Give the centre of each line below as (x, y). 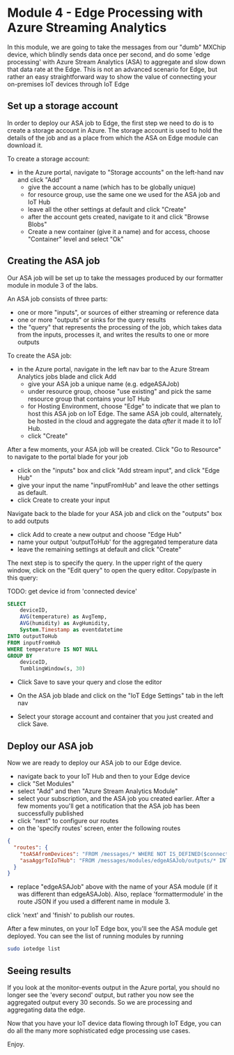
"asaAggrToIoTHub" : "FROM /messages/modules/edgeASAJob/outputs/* (118, 860)
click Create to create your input (63, 500)
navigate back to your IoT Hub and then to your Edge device (103, 776)
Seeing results (39, 971)
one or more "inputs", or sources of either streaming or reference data (118, 312)
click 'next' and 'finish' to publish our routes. (71, 915)
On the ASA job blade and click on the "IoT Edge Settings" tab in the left (120, 695)
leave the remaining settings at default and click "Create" (99, 549)
